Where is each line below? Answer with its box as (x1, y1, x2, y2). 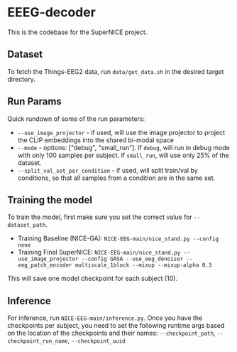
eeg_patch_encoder (17, 262, 72, 269)
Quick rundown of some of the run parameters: (7, 114, 145, 123)
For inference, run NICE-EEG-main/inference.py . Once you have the (7, 314, 203, 322)
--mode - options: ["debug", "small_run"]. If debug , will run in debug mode (17, 143, 231, 151)
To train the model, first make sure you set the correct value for (7, 213, 193, 221)
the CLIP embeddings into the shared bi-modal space (17, 136, 174, 144)
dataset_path (7, 222, 46, 229)
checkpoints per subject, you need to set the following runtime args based (7, 321, 225, 330)
